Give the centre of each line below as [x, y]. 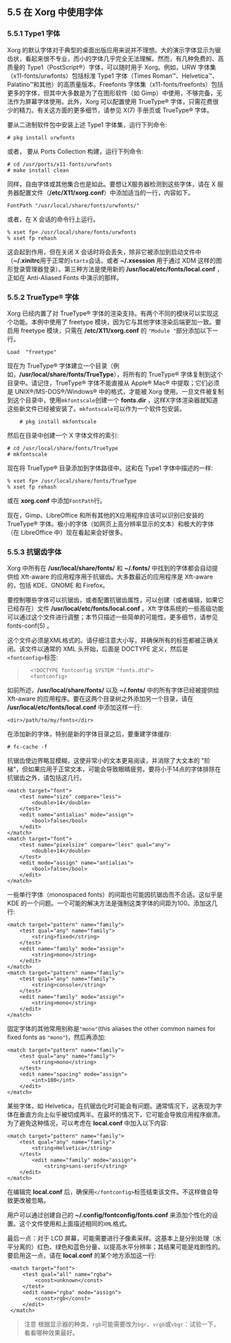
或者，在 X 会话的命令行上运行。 [53, 219]
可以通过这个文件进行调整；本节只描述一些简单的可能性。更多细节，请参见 [112, 617]
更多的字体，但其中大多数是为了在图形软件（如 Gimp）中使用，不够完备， [112, 93]
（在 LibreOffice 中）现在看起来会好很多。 [67, 532]
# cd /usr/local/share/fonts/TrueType [63, 448]
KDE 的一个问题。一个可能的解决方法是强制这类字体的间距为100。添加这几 [112, 903]
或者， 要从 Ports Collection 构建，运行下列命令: [75, 151]
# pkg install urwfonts [41, 137]
